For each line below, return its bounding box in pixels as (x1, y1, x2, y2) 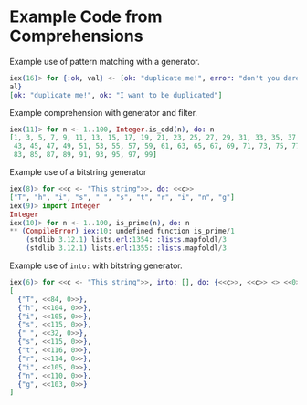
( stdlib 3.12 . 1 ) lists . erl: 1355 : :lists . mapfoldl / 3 (26, 244, 227, 253)
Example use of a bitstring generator (9, 167, 147, 178)
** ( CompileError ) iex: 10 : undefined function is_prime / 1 (9, 226, 235, 236)
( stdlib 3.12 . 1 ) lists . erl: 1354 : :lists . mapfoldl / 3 (26, 235, 227, 244)
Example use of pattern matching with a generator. (9, 56, 201, 67)
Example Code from (9, 6, 163, 27)
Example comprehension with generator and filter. (9, 107, 198, 118)
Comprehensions (9, 26, 143, 47)
